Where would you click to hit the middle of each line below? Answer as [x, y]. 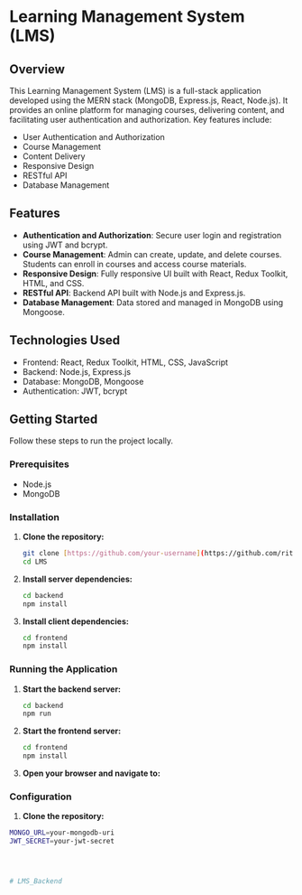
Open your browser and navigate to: [91, 773]
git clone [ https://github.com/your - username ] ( [114, 554]
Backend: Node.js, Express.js [77, 371]
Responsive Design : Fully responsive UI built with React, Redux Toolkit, [155, 274]
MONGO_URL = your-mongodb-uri [62, 833]
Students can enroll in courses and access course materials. [134, 264]
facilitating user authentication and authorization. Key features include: [141, 120]
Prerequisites [39, 464]
